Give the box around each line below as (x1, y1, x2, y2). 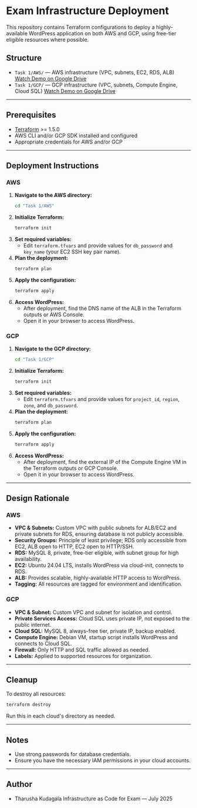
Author (6, 779, 32, 789)
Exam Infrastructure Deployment (6, 4, 169, 18)
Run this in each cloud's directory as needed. (6, 713, 116, 720)
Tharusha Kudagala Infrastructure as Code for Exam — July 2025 (14, 795, 173, 802)
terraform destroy (6, 702, 51, 708)
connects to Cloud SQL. (14, 640, 72, 647)
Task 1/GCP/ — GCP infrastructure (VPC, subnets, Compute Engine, (14, 81, 178, 88)
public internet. (14, 621, 52, 628)
